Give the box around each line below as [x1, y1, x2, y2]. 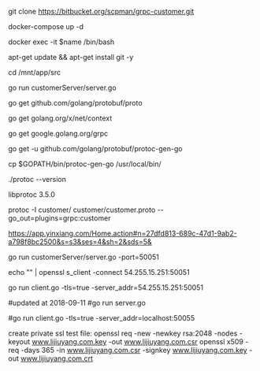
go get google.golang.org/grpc [8, 129, 109, 138]
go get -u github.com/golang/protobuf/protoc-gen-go [8, 144, 183, 153]
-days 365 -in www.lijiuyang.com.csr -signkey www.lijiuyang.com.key [20, 346, 247, 354]
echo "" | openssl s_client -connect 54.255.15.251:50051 [8, 268, 191, 276]
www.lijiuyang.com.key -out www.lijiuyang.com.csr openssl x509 [32, 337, 244, 346]
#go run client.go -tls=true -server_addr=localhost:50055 [8, 313, 195, 322]
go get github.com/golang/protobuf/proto [8, 98, 143, 107]
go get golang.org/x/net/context [8, 113, 113, 123]
